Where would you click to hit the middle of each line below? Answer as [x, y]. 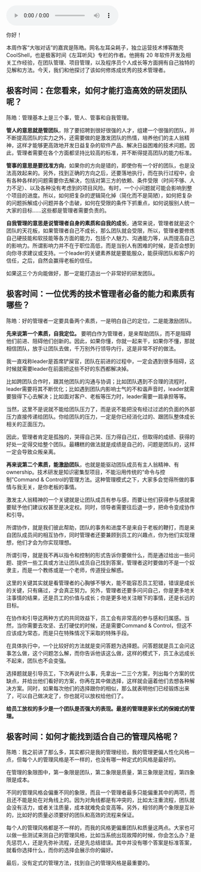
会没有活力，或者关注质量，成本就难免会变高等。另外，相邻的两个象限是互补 [100, 807]
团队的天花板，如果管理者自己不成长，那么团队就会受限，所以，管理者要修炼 [100, 231]
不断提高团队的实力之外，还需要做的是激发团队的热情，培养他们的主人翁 [95, 138]
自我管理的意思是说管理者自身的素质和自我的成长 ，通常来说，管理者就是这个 [100, 223]
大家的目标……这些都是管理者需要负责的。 [58, 210]
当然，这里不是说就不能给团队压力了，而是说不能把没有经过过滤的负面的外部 [100, 409]
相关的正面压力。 [27, 424]
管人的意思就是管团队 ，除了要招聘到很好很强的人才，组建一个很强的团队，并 [100, 130]
